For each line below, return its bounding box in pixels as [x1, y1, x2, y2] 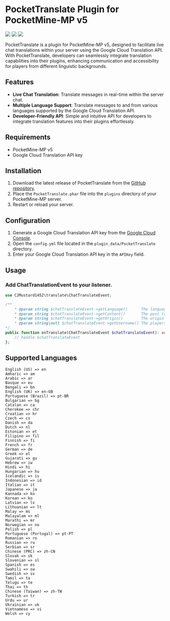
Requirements [5, 133, 51, 142]
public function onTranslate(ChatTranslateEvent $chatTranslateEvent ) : [5, 330, 159, 335]
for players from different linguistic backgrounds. [5, 63, 107, 69]
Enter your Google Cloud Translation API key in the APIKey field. [12, 251, 145, 257]
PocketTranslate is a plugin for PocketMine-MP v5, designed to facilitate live [5, 42, 164, 48]
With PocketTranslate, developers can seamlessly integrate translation [5, 52, 152, 58]
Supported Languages [5, 354, 77, 362]
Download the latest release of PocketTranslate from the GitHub [12, 180, 146, 186]
